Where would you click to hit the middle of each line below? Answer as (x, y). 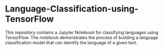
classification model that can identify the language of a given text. (71, 42)
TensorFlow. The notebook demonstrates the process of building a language (81, 37)
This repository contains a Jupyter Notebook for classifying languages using (82, 32)
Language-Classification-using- (72, 9)
